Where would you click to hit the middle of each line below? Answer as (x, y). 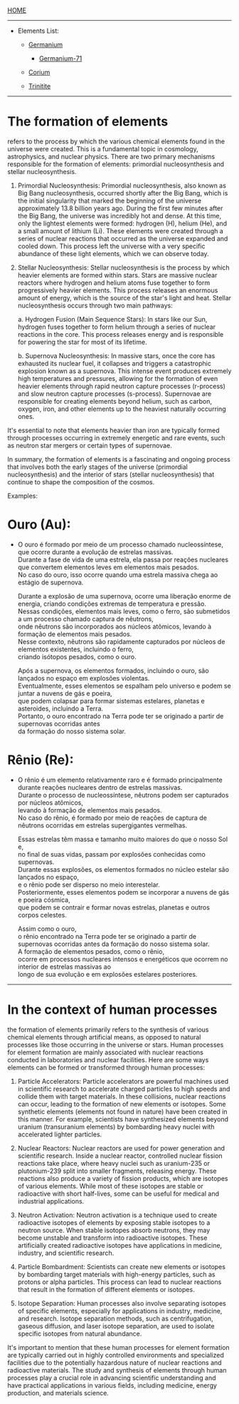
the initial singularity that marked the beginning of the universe (109, 200)
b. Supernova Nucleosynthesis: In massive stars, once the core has (116, 355)
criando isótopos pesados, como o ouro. (77, 656)
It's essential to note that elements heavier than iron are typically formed (113, 430)
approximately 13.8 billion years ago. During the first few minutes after (120, 208)
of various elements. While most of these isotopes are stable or (111, 1186)
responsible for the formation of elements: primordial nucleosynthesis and (116, 164)
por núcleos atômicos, (50, 803)
